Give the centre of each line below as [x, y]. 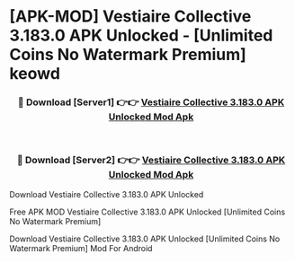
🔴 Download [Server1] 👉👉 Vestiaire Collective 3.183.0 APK [151, 102]
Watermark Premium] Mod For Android [81, 248]
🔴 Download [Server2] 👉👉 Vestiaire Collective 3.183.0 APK [151, 161]
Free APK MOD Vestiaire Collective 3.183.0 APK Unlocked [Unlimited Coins [147, 212]
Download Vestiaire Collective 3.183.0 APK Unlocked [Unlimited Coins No [145, 239]
